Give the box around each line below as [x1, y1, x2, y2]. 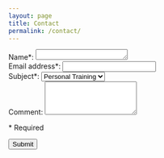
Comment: [8, 107, 44, 117]
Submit [12, 140, 34, 149]
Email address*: [8, 61, 61, 71]
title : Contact [8, 19, 60, 27]
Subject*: [8, 72, 40, 81]
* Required [8, 123, 44, 133]
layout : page [8, 11, 53, 20]
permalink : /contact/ [8, 27, 82, 35]
